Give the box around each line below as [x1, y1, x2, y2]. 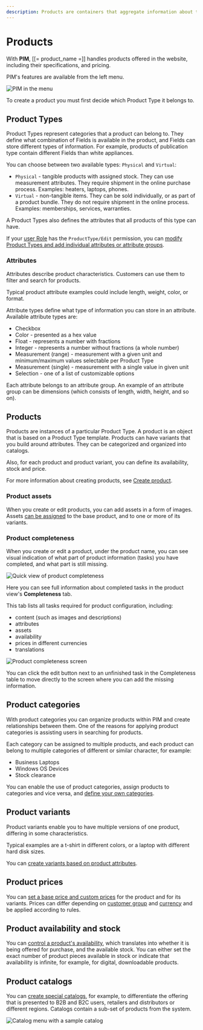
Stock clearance [14, 771, 56, 778]
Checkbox [14, 324, 41, 332]
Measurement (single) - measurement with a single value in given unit [14, 363, 189, 370]
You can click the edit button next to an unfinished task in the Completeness [6, 669, 196, 677]
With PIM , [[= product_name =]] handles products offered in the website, [6, 55, 188, 62]
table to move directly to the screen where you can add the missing [6, 676, 174, 683]
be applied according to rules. [6, 906, 81, 913]
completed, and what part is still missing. [6, 560, 108, 568]
